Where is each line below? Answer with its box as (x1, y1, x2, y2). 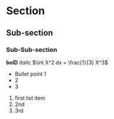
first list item (14, 94, 46, 101)
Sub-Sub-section (6, 46, 58, 54)
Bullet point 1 (14, 70, 46, 78)
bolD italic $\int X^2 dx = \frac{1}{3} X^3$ (6, 59, 108, 66)
